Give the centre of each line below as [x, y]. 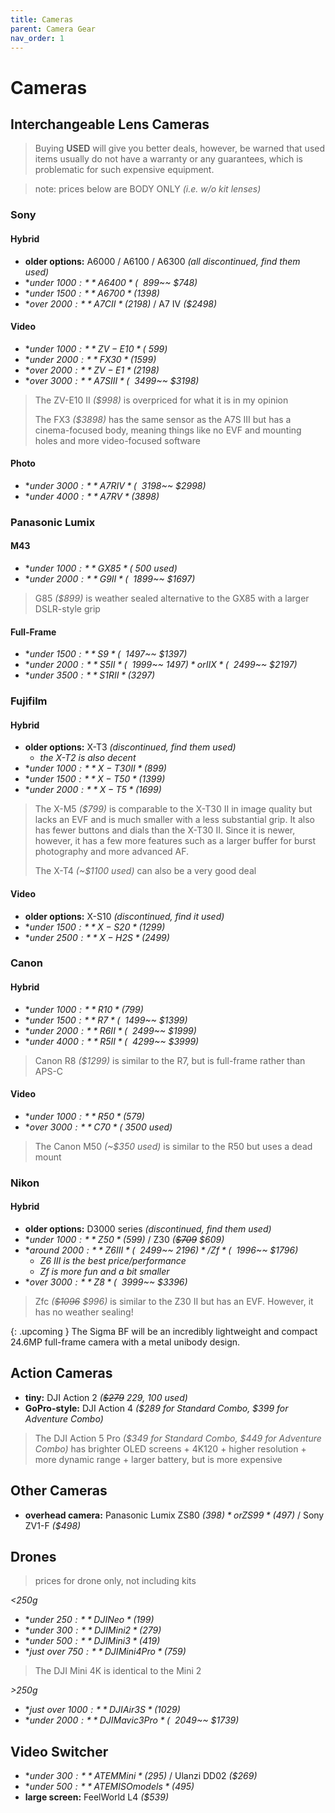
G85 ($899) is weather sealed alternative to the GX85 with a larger [172, 598]
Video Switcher [59, 1751]
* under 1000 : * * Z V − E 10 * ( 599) [96, 348]
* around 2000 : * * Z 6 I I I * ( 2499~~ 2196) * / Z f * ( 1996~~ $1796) [161, 1250]
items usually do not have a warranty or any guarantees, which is [168, 159]
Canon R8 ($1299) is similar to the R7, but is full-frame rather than [170, 1060]
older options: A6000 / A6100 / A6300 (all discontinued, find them [162, 261]
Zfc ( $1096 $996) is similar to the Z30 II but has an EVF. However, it [174, 1302]
